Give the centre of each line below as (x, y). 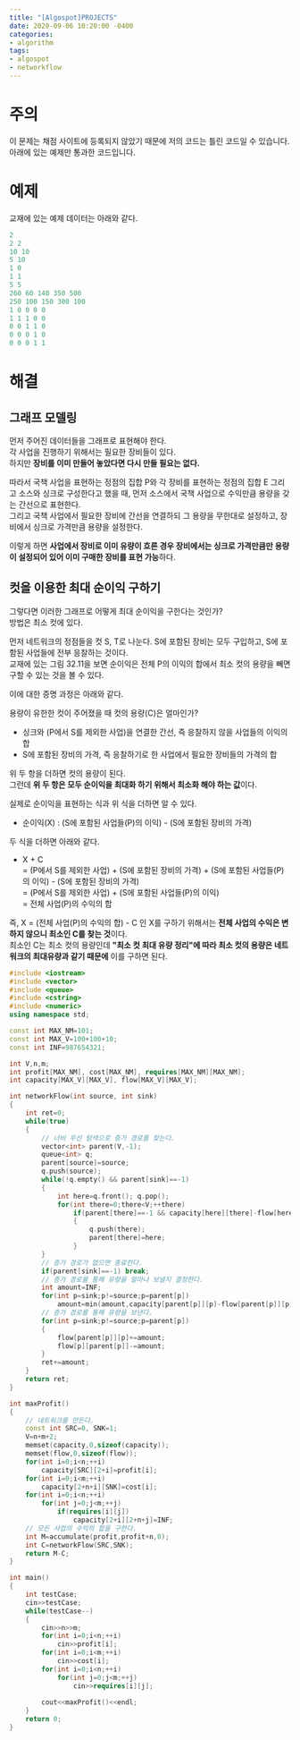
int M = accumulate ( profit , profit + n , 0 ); (97, 1536)
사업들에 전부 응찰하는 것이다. (77, 652)
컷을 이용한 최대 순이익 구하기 (85, 588)
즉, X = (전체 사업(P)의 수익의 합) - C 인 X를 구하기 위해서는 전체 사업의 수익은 (145, 922)
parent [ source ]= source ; (85, 1163)
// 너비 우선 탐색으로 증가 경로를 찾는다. (108, 1138)
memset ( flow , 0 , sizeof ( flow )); (82, 1454)
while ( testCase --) (59, 1611)
